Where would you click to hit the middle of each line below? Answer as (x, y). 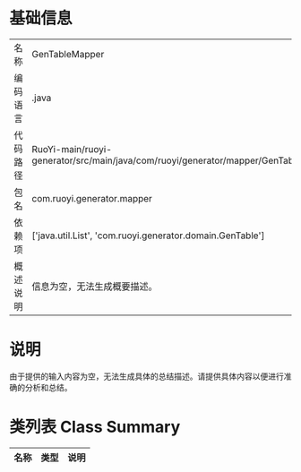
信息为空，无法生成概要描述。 (95, 286)
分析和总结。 (48, 387)
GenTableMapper (68, 54)
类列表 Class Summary (95, 427)
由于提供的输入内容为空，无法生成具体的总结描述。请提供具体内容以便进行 (146, 376)
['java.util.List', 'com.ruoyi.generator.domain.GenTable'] (148, 236)
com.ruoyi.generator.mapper (92, 198)
